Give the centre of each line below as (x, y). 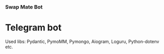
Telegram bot (33, 28)
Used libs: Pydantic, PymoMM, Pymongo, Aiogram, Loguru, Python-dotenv (82, 41)
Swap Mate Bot (24, 7)
